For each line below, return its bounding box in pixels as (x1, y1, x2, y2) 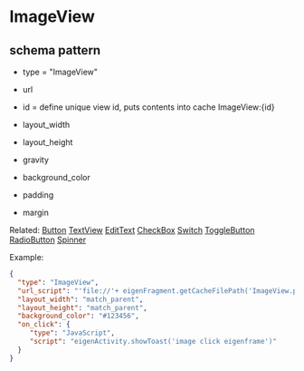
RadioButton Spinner (9, 234, 87, 245)
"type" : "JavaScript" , (29, 328, 116, 337)
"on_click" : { (17, 320, 71, 329)
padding (22, 190, 54, 200)
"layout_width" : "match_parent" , (17, 295, 144, 304)
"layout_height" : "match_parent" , (17, 303, 147, 312)
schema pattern (9, 43, 101, 58)
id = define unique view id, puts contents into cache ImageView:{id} (22, 102, 275, 112)
